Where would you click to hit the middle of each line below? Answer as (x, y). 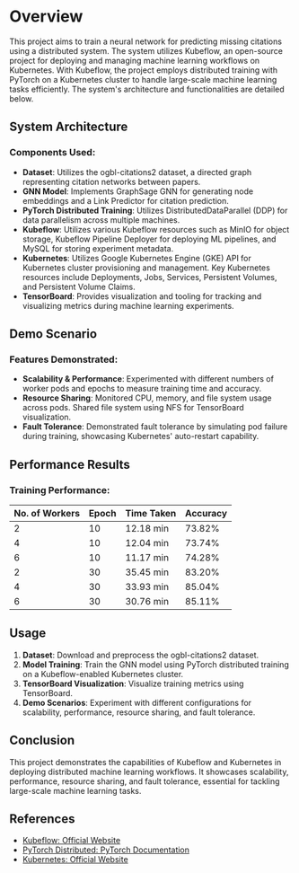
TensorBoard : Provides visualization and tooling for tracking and (142, 296)
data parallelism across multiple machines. (101, 220)
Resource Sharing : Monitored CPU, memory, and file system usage (147, 398)
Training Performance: (60, 489)
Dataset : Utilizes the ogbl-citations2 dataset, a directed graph (137, 172)
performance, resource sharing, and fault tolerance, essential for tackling (145, 781)
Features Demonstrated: (64, 359)
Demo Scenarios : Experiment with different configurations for (137, 702)
